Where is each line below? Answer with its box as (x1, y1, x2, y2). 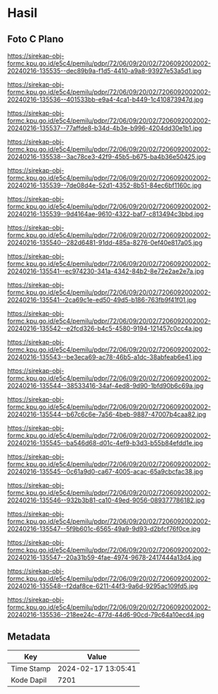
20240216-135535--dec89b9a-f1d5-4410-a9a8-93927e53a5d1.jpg (7, 67, 202, 75)
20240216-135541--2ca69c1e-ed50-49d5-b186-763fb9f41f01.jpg (7, 296, 197, 304)
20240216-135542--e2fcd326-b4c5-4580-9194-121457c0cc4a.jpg (7, 324, 203, 333)
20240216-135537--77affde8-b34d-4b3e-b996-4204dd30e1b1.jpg (7, 124, 203, 132)
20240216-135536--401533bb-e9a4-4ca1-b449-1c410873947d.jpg (7, 95, 204, 104)
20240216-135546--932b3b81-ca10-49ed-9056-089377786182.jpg (7, 496, 205, 504)
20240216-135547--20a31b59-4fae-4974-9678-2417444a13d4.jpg (7, 553, 202, 562)
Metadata (7, 631, 51, 643)
